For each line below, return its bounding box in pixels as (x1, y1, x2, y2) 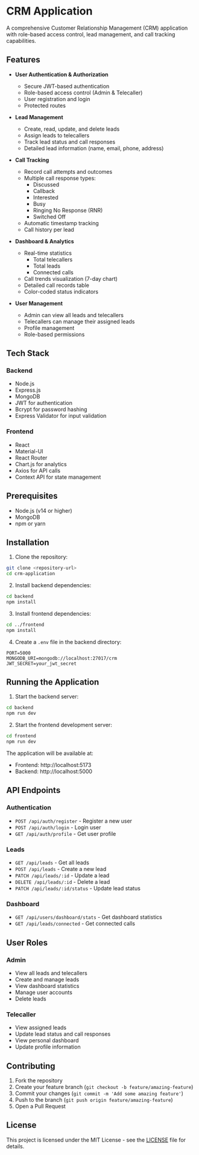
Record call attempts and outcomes (24, 168, 113, 175)
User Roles (6, 937, 48, 948)
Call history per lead (24, 226, 74, 233)
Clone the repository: (14, 553, 68, 561)
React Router (14, 454, 48, 461)
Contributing (6, 1061, 55, 1071)
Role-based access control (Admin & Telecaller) (24, 89, 143, 96)
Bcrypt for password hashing (14, 406, 87, 413)
